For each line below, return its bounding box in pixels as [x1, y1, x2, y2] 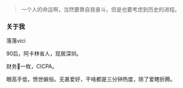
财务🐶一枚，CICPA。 [6, 63, 57, 70]
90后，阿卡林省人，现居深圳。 [6, 50, 82, 57]
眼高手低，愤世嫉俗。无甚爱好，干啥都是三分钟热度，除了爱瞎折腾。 [6, 75, 176, 83]
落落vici [6, 37, 26, 45]
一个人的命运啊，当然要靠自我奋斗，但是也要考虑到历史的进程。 [21, 6, 180, 13]
